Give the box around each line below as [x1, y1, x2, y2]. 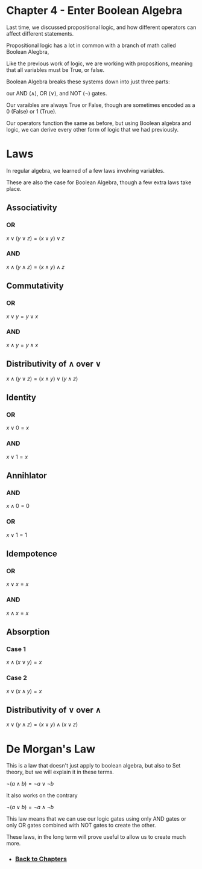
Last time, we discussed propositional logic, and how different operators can [6, 24, 197, 31]
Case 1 [6, 644, 26, 653]
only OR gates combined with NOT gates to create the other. [6, 822, 156, 829]
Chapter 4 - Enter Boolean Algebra [6, 4, 183, 18]
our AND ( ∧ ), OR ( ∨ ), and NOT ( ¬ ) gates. [6, 89, 107, 97]
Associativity [6, 203, 57, 213]
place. [6, 185, 22, 192]
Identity [6, 393, 36, 403]
